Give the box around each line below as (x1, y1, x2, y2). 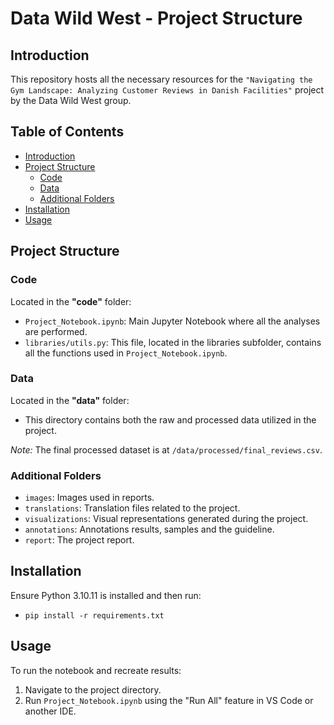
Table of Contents (10, 123, 125, 141)
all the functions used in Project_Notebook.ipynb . (24, 347, 228, 359)
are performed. (24, 325, 88, 337)
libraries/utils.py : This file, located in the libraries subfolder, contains (24, 336, 322, 348)
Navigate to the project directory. (24, 683, 162, 696)
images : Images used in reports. (24, 492, 155, 504)
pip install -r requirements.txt (24, 610, 165, 621)
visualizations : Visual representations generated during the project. (24, 513, 309, 525)
